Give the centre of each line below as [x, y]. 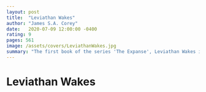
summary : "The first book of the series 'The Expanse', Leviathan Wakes [101, 52]
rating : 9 [19, 35]
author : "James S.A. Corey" [42, 23]
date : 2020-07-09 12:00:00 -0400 [52, 29]
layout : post [23, 12]
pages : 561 [20, 40]
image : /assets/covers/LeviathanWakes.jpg [61, 46]
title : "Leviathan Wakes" [41, 18]
